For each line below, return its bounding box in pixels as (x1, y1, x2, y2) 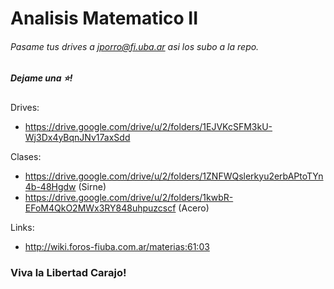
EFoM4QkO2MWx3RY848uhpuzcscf (24, 202, 177, 214)
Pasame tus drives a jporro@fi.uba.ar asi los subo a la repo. (10, 40, 260, 52)
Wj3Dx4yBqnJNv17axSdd (24, 131, 131, 143)
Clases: (10, 150, 42, 162)
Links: (10, 221, 35, 233)
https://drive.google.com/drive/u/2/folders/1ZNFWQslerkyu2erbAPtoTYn (24, 170, 324, 182)
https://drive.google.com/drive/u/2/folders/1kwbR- (24, 191, 234, 203)
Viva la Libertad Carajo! (10, 265, 127, 279)
